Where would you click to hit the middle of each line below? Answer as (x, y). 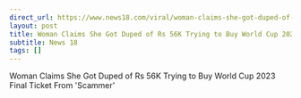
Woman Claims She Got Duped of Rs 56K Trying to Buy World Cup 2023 (142, 76)
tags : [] (26, 51)
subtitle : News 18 (43, 42)
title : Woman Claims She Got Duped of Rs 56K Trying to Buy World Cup (144, 34)
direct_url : (31, 17)
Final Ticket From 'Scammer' (62, 86)
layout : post (34, 26)
